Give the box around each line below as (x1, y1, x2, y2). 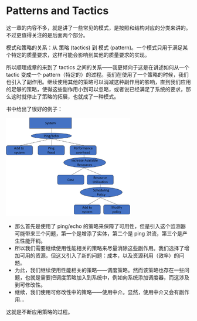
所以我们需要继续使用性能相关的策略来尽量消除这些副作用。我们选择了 (14, 244, 185, 251)
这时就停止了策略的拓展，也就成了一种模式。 (11, 93, 119, 100)
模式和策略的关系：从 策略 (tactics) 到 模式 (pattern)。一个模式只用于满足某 (6, 44, 188, 51)
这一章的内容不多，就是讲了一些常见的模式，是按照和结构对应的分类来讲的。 (6, 24, 191, 31)
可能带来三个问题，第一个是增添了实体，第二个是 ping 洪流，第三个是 (14, 230, 183, 237)
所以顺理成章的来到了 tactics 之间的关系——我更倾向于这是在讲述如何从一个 (6, 63, 189, 71)
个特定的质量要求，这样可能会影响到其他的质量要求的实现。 (6, 51, 150, 58)
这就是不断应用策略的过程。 (6, 308, 73, 315)
